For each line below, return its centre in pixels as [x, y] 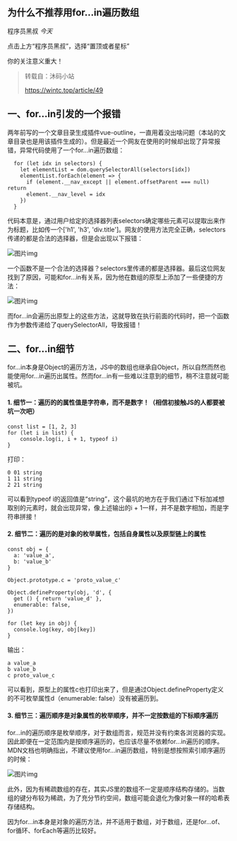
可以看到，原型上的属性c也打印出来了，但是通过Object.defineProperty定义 [116, 689]
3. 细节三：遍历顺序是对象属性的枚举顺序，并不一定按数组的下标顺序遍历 [113, 715]
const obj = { [28, 549]
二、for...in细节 [41, 349]
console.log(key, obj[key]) [55, 629]
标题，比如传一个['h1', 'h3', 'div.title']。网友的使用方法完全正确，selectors [119, 229]
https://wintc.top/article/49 [64, 90]
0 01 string [25, 472]
